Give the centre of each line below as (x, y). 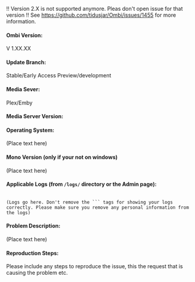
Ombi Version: (25, 35)
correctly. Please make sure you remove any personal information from (97, 207)
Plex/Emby (19, 103)
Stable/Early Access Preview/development (59, 76)
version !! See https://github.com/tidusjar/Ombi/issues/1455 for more (91, 15)
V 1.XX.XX (19, 49)
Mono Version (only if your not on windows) (62, 157)
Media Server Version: (35, 116)
